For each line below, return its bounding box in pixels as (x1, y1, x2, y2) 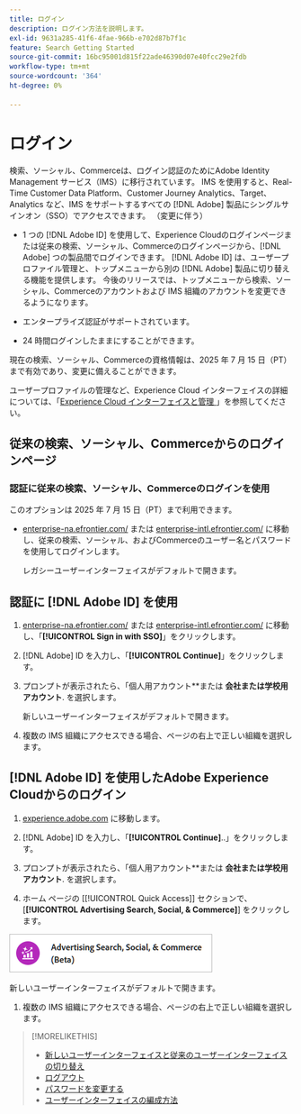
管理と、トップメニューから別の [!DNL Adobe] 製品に (61, 262, 259, 274)
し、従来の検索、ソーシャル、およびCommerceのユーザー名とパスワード (22, 534, 292, 545)
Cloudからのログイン (9, 787, 127, 802)
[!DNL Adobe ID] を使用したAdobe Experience (9, 771, 270, 786)
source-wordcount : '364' (9, 72, 102, 81)
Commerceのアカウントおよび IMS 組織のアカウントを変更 (53, 285, 271, 297)
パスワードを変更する (44, 1082, 124, 1094)
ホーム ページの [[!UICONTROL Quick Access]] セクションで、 (22, 892, 252, 903)
